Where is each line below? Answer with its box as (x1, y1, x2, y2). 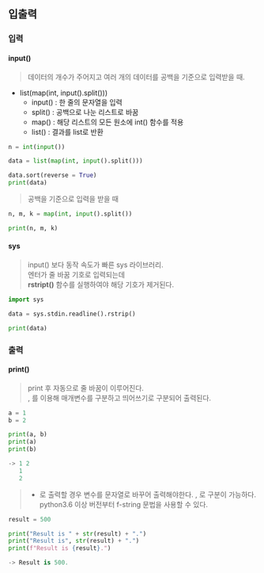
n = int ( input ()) (8, 143, 66, 151)
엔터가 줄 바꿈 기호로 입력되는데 (27, 269, 125, 279)
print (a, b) (8, 430, 47, 438)
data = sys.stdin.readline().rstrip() (8, 310, 136, 318)
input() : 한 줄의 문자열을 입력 (31, 97, 123, 107)
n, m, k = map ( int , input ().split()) (8, 210, 133, 218)
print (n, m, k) (8, 224, 58, 232)
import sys (8, 296, 44, 304)
